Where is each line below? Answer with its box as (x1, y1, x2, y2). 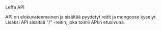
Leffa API (5, 4, 24, 10)
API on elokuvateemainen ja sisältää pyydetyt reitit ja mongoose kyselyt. (5, 14, 157, 19)
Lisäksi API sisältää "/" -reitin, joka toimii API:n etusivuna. (5, 19, 125, 25)
